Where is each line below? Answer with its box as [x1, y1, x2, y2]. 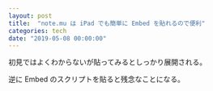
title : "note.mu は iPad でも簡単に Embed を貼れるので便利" [8, 19, 206, 27]
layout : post [8, 11, 53, 20]
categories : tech [8, 27, 67, 35]
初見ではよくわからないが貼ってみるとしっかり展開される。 [8, 57, 207, 67]
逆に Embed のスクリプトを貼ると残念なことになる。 [8, 74, 185, 85]
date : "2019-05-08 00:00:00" [8, 34, 107, 43]
